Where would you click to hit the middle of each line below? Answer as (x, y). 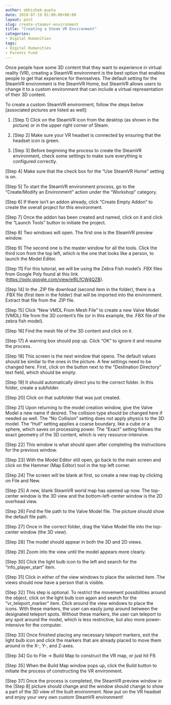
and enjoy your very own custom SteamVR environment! (64, 697)
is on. (11, 176)
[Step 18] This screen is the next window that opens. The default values (81, 356)
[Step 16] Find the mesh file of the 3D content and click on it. (69, 331)
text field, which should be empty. (41, 372)
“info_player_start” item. (31, 567)
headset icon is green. (36, 140)
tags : (11, 43)
